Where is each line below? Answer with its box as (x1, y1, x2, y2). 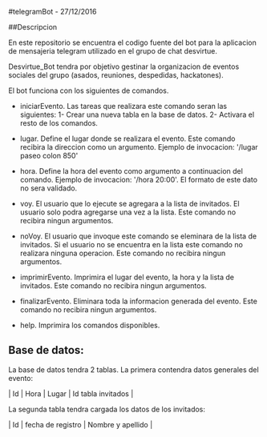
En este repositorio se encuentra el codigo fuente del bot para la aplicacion (8, 38, 257, 47)
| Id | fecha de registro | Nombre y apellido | (8, 419, 153, 429)
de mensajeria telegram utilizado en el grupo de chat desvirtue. (8, 46, 218, 55)
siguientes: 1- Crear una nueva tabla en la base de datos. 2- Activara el (19, 110, 255, 119)
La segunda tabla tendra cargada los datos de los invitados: (8, 404, 206, 414)
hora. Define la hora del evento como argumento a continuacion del (19, 166, 243, 175)
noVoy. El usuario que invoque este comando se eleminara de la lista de (19, 231, 257, 241)
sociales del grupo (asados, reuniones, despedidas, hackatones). (8, 70, 224, 79)
